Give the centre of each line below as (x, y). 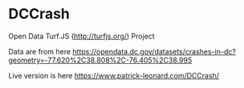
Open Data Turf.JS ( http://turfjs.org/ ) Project (81, 36)
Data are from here (39, 51)
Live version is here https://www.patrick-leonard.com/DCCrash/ (114, 75)
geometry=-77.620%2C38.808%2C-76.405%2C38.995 (100, 60)
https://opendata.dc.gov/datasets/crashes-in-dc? (154, 51)
